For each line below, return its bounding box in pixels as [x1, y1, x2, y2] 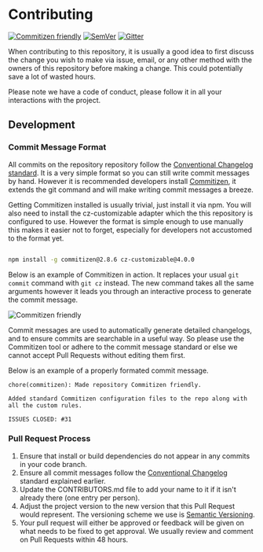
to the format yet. [8, 234, 64, 243]
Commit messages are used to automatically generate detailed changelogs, [8, 325, 253, 335]
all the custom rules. [8, 401, 82, 410]
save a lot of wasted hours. [8, 72, 96, 81]
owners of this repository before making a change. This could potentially [8, 63, 243, 72]
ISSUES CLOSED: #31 [8, 415, 72, 423]
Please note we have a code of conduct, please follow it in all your [8, 86, 222, 96]
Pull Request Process [8, 433, 91, 444]
